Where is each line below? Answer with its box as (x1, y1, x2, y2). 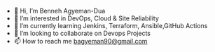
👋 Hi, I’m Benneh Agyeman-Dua (13, 7, 106, 15)
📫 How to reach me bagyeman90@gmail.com (13, 37, 148, 45)
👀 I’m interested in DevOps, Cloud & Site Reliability (13, 14, 160, 22)
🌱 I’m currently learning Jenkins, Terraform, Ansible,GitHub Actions (13, 22, 208, 30)
